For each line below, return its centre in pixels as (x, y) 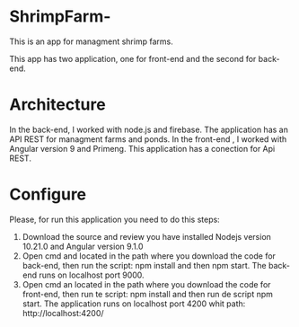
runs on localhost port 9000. (92, 275)
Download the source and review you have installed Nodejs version (147, 236)
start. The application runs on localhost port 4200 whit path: (134, 304)
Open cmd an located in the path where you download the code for (146, 284)
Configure (48, 194)
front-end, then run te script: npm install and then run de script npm (148, 294)
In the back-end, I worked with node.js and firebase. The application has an (149, 129)
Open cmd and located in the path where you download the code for (149, 256)
